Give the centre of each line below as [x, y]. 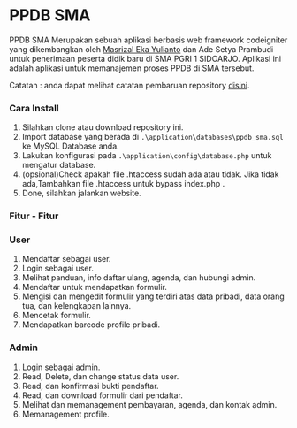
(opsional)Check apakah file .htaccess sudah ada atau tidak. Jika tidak [150, 174]
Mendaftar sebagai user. [66, 259]
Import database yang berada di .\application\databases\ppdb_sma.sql [153, 137]
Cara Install [34, 108]
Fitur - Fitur [34, 216]
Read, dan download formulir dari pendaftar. [103, 395]
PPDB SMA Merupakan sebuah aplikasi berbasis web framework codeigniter [148, 40]
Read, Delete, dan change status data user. [100, 376]
